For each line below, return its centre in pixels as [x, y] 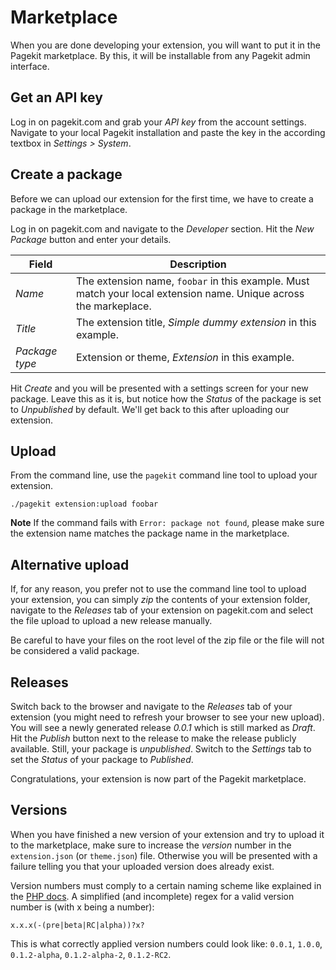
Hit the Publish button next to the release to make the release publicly [153, 738]
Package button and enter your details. [91, 239]
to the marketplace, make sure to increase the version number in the [151, 845]
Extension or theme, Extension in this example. [185, 357]
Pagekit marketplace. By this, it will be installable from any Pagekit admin [160, 55]
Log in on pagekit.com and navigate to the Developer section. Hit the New [162, 228]
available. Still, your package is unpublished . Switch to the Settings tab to [161, 749]
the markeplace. [113, 306]
